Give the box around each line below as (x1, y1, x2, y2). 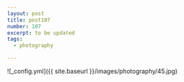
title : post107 (7, 17, 51, 23)
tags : (7, 36, 23, 43)
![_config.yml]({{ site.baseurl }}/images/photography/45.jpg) (7, 67, 178, 75)
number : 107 (7, 23, 41, 30)
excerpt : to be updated (7, 29, 76, 37)
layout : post (7, 10, 45, 17)
